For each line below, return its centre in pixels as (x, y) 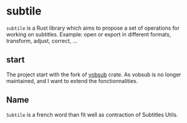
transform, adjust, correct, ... (42, 41)
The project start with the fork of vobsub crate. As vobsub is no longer (94, 75)
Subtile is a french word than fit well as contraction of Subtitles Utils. (92, 115)
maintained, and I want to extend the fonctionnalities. (72, 81)
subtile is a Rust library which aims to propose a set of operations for (93, 28)
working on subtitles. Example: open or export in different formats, (89, 34)
